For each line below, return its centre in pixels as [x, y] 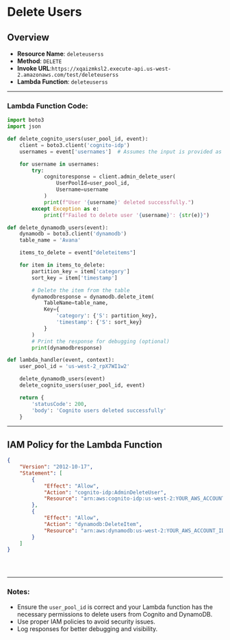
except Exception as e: [65, 209]
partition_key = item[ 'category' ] [81, 271]
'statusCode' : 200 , [60, 404]
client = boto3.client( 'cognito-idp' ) [75, 145]
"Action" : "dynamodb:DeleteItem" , [93, 524]
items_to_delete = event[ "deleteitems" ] [78, 253]
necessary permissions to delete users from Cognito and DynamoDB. [115, 614]
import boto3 [26, 120]
